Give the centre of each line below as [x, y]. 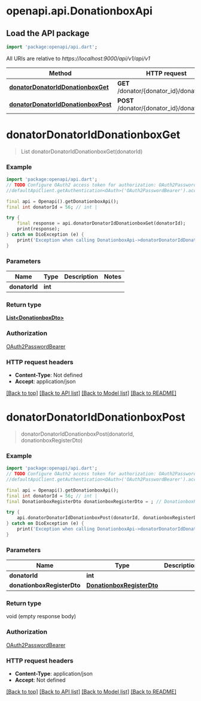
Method [60, 73]
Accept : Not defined [40, 680]
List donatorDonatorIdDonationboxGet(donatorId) [82, 151]
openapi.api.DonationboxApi [79, 11]
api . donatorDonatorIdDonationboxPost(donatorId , [79, 518]
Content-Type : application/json [54, 673]
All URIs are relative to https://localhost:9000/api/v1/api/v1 [78, 58]
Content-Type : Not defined [48, 375]
